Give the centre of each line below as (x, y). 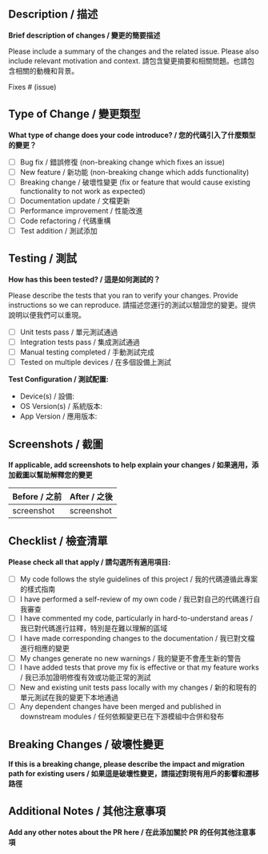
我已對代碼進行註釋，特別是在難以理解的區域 (94, 628)
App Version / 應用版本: (58, 416)
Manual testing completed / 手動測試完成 (87, 352)
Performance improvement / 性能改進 (81, 210)
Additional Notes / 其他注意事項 (87, 811)
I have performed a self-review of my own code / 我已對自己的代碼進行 (136, 599)
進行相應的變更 (44, 648)
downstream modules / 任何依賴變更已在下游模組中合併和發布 (122, 717)
